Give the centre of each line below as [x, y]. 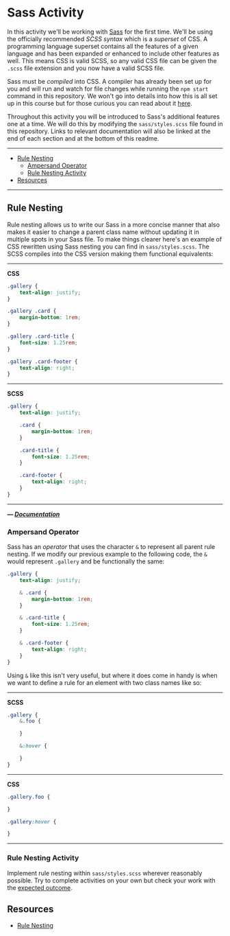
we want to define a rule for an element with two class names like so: [104, 682]
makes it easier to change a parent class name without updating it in [103, 232]
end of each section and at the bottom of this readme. [83, 138]
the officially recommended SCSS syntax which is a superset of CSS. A [107, 38]
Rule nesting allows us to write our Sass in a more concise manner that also [114, 224]
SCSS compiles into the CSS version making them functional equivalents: [110, 254]
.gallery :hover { [32, 821]
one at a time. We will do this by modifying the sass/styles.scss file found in [115, 124]
